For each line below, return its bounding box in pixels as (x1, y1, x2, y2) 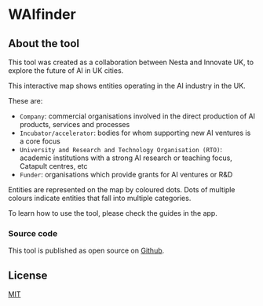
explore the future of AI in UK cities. (8, 66, 124, 75)
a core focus (19, 137, 60, 146)
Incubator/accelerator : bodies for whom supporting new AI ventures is (19, 128, 251, 137)
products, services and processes (19, 120, 130, 129)
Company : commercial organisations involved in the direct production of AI (19, 111, 256, 121)
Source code (8, 228, 58, 239)
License (8, 268, 48, 282)
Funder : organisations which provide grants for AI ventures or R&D (19, 170, 233, 179)
